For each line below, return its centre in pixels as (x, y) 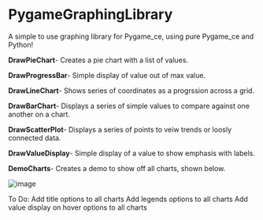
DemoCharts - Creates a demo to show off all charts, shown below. (117, 168)
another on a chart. (39, 114)
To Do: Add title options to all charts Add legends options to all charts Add (128, 199)
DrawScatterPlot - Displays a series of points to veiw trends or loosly (120, 129)
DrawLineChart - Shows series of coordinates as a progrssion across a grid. (131, 90)
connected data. (35, 138)
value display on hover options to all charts (78, 207)
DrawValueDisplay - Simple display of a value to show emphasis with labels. (132, 153)
